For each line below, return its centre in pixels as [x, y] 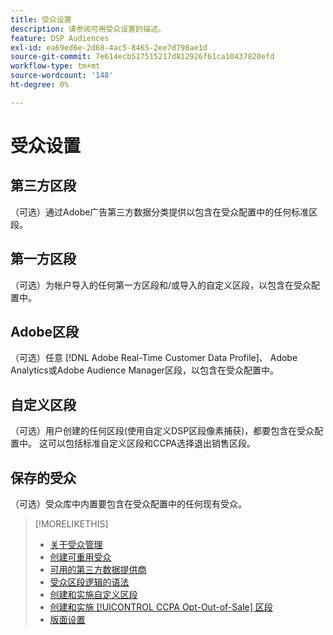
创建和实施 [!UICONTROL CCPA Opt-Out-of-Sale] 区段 [161, 607]
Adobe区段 [45, 331]
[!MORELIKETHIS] [71, 524]
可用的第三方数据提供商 [98, 569]
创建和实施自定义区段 [93, 594]
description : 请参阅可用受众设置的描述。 [88, 29]
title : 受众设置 [41, 19]
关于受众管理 [76, 544]
